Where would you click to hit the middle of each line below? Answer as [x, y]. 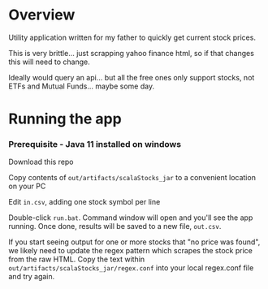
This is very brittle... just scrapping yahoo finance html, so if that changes [131, 53]
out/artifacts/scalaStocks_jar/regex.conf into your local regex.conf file [131, 268]
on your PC [27, 186]
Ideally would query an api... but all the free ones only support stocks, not [132, 77]
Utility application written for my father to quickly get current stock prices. [132, 37]
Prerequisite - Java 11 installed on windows [95, 144]
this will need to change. [50, 62]
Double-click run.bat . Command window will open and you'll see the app [131, 218]
